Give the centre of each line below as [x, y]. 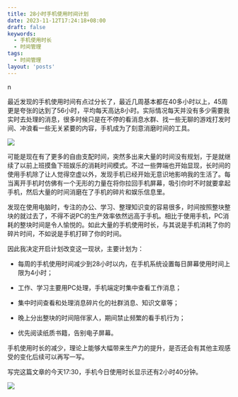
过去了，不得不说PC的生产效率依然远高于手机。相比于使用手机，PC [124, 216]
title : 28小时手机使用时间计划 [48, 14]
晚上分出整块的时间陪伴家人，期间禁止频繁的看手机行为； [101, 318]
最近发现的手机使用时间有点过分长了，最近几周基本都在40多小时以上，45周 [118, 101]
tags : [15, 54]
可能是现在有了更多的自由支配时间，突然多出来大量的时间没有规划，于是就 [116, 156]
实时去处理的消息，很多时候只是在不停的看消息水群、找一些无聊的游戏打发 [116, 119]
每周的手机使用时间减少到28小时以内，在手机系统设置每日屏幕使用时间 [121, 264]
